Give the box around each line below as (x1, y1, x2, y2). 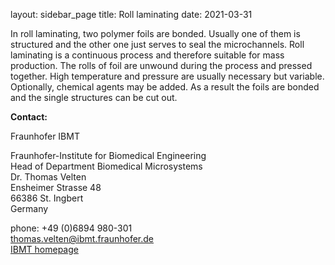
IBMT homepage (10, 244, 79, 255)
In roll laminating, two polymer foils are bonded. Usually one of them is (10, 28, 301, 39)
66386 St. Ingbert (10, 192, 84, 204)
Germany (10, 203, 49, 214)
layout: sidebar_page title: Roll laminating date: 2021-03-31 (10, 9, 253, 20)
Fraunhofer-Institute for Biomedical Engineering (10, 150, 207, 161)
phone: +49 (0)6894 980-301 (10, 222, 133, 234)
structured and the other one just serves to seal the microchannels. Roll (10, 39, 305, 50)
